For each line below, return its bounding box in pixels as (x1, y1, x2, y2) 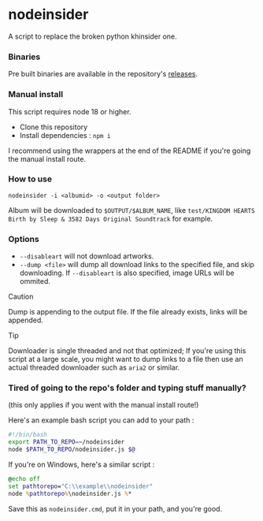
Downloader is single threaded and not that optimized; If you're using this (8, 346, 246, 355)
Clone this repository (19, 122, 88, 132)
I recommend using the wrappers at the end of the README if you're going (8, 146, 251, 155)
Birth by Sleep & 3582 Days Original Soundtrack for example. (8, 214, 213, 223)
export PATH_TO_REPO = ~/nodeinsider (8, 438, 125, 446)
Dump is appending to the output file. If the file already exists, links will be (8, 307, 248, 317)
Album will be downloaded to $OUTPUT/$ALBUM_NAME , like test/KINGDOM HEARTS (8, 205, 255, 214)
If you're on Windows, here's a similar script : (8, 460, 155, 470)
